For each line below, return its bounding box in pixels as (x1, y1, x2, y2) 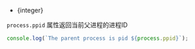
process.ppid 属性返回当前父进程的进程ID (6, 21, 128, 29)
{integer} (16, 6, 44, 14)
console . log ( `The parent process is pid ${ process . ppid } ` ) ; (6, 35, 189, 42)
